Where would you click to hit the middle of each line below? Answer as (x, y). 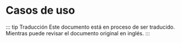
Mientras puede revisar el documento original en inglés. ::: (78, 33)
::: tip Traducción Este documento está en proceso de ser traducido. (91, 27)
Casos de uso (40, 10)
